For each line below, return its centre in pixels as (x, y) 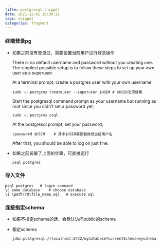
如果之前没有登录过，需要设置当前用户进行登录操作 (63, 53)
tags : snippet (19, 19)
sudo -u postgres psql (35, 115)
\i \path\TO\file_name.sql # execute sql (50, 194)
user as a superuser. (33, 73)
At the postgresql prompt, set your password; (58, 124)
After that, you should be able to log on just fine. (60, 143)
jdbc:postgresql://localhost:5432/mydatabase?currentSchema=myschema (84, 239)
